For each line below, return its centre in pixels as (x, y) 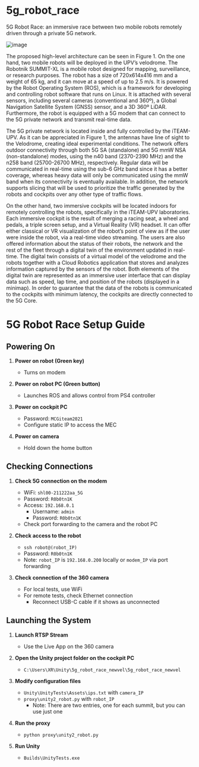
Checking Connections (50, 467)
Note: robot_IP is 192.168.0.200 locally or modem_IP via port (96, 559)
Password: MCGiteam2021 (53, 418)
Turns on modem (45, 372)
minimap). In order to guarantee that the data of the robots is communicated (99, 288)
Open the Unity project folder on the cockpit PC (75, 658)
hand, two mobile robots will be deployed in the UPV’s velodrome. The (92, 62)
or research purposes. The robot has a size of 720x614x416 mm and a (92, 75)
